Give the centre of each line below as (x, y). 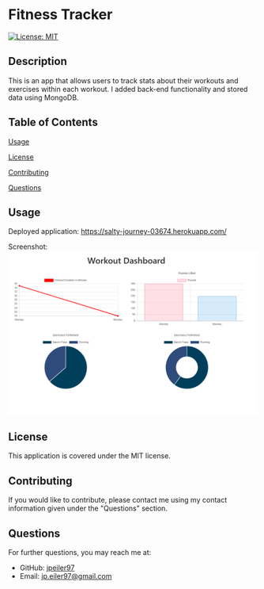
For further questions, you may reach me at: (80, 553)
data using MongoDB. (43, 98)
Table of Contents (53, 122)
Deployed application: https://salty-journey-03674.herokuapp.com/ (117, 231)
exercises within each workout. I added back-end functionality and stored (128, 89)
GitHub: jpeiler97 (47, 568)
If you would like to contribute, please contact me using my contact (118, 500)
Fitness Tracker (60, 15)
